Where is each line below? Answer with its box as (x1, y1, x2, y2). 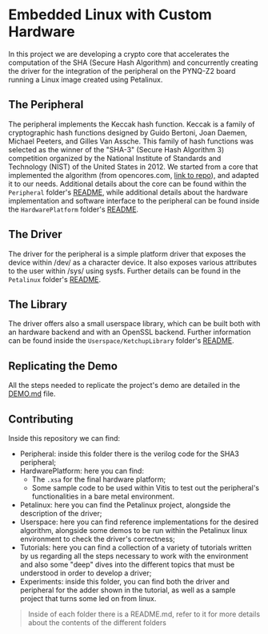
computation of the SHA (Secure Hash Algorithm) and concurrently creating (8, 58, 258, 67)
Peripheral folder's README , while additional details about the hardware (8, 187, 248, 197)
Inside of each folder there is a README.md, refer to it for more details (27, 609, 261, 619)
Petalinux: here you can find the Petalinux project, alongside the (19, 500, 231, 510)
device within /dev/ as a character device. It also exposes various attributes (8, 257, 258, 267)
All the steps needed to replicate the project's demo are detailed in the (8, 381, 241, 390)
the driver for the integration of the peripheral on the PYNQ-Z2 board (8, 66, 236, 75)
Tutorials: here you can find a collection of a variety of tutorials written (19, 543, 252, 552)
